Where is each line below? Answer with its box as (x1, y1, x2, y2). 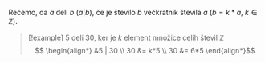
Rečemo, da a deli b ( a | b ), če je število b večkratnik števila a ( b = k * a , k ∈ (8, 8, 258, 17)
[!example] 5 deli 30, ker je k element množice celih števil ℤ (27, 33, 225, 42)
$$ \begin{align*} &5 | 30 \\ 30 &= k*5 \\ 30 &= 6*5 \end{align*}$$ (35, 46, 255, 55)
